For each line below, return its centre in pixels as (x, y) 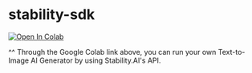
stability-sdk (52, 15)
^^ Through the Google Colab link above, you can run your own (112, 52)
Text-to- (232, 52)
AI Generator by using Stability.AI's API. (96, 60)
